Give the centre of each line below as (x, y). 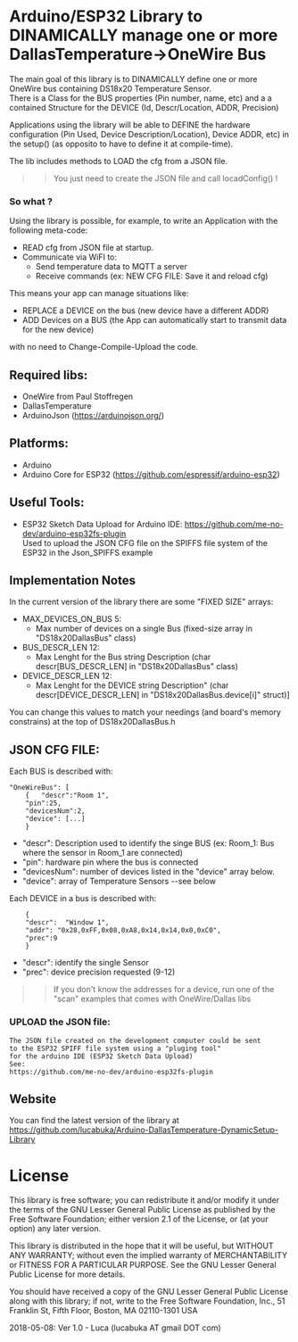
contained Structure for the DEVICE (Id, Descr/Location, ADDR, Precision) (144, 107)
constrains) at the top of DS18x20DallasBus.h (92, 722)
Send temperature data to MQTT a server (111, 267)
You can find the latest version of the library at (95, 1121)
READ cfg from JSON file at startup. (88, 248)
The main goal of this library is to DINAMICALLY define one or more (133, 79)
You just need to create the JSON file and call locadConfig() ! (166, 178)
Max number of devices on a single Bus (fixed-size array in (144, 629)
